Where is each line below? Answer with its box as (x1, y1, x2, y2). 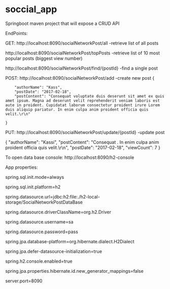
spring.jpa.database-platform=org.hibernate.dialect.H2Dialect (5, 238, 134, 244)
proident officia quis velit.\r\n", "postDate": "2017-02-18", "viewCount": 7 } (5, 144, 161, 150)
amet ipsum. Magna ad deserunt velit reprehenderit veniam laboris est (5, 98, 160, 103)
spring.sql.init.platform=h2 (5, 184, 61, 190)
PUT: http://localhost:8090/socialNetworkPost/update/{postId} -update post (5, 129, 165, 135)
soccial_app (5, 4, 57, 15)
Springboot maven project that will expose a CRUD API (5, 20, 120, 26)
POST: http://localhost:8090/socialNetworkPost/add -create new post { (5, 75, 155, 81)
